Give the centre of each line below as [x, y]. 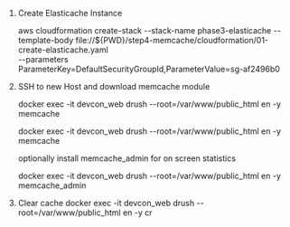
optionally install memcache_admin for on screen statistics [127, 158]
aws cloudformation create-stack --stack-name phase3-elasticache [145, 30]
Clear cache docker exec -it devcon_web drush [106, 203]
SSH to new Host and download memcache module [114, 86]
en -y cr [137, 213]
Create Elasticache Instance [70, 13]
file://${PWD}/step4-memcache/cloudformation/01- [172, 40]
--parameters [43, 59]
